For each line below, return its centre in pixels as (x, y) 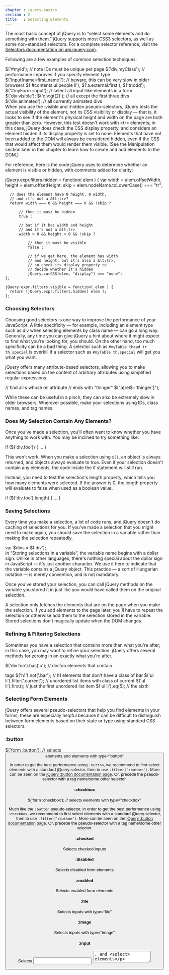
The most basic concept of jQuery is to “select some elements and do (77, 34)
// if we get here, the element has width (73, 256)
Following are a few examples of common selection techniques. (71, 60)
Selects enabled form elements (84, 891)
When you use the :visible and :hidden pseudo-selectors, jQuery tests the (81, 107)
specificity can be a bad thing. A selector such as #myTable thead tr (76, 347)
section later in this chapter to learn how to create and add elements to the (82, 150)
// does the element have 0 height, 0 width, (58, 195)
